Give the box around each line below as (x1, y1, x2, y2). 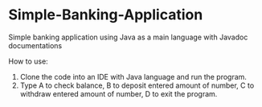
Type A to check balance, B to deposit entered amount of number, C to (19, 80, 255, 90)
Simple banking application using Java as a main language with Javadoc (8, 32, 248, 42)
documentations (8, 40, 63, 50)
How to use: (8, 56, 48, 66)
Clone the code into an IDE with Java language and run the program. (19, 72, 248, 81)
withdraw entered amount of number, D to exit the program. (19, 88, 218, 98)
